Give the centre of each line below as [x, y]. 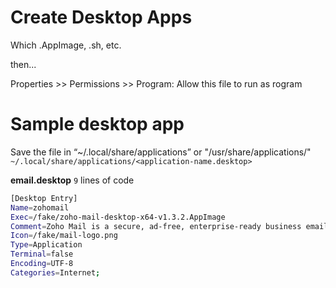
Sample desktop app [97, 124]
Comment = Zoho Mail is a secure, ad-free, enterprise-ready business [156, 226]
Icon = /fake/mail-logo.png [64, 236]
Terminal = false [42, 254]
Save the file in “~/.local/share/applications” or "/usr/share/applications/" [161, 152]
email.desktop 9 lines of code [72, 180]
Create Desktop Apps [101, 17]
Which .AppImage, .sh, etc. [66, 45]
